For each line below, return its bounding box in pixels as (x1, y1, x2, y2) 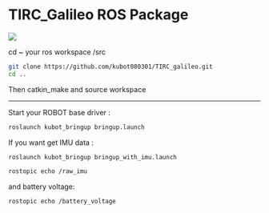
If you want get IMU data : (8, 138, 94, 147)
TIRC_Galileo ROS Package (8, 6, 189, 24)
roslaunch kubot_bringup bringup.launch (8, 123, 146, 131)
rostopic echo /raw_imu (8, 167, 88, 175)
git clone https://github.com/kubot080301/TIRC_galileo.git (8, 62, 214, 70)
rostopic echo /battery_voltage (8, 198, 116, 206)
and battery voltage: (8, 182, 75, 191)
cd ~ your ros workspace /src (8, 46, 106, 57)
